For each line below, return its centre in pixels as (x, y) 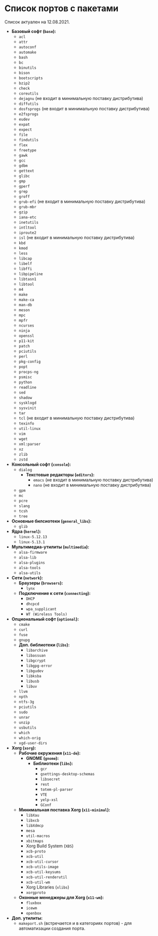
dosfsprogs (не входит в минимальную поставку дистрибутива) (84, 108)
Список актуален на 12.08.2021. (37, 22)
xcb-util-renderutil (47, 877)
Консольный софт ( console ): (41, 464)
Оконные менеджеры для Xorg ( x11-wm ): (61, 897)
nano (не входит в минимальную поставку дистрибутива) (92, 485)
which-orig (30, 738)
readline (28, 387)
